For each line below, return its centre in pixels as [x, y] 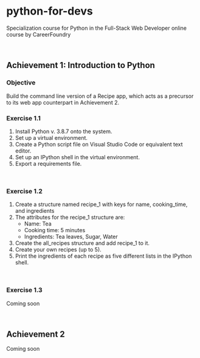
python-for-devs [50, 11]
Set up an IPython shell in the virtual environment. [77, 157]
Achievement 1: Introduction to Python [81, 65]
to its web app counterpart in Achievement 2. [63, 102]
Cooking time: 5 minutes [55, 230]
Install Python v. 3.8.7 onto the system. [64, 131]
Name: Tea [38, 224]
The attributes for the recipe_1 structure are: [70, 218]
